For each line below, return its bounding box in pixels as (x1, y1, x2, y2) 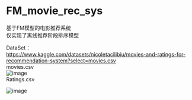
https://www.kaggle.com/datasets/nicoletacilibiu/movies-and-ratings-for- (6, 51, 186, 58)
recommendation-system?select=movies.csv (6, 57, 117, 64)
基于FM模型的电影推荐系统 (6, 24, 71, 31)
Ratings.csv (6, 75, 35, 83)
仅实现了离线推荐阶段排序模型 (6, 31, 79, 39)
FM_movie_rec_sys (6, 4, 103, 18)
